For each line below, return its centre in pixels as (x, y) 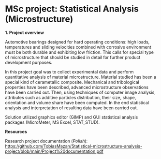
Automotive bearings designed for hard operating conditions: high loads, (77, 42)
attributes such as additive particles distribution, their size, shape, (71, 97)
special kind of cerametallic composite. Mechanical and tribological (72, 82)
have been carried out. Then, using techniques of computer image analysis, (80, 92)
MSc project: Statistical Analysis (72, 9)
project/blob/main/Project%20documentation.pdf (54, 151)
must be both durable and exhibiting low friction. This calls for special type (79, 52)
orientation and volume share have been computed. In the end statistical (77, 102)
